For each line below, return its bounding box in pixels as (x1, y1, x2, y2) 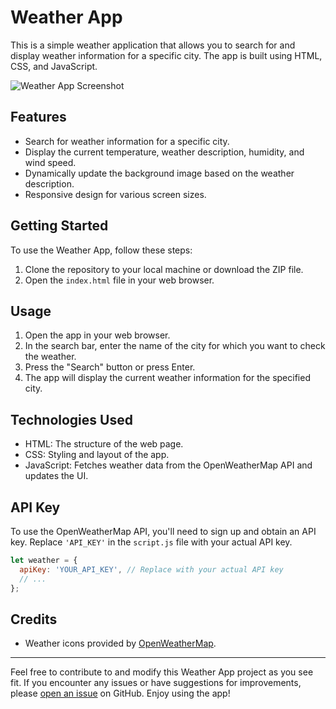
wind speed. (24, 156, 77, 168)
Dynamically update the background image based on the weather (24, 167, 295, 179)
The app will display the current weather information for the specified (24, 372, 311, 384)
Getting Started (10, 217, 109, 235)
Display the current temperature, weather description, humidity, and (24, 146, 305, 158)
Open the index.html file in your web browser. (24, 274, 215, 286)
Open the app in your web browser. (24, 329, 171, 341)
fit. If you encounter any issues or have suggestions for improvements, (10, 677, 302, 689)
